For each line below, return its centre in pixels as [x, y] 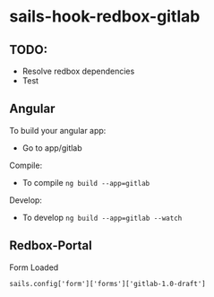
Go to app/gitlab [52, 148]
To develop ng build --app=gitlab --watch [102, 217]
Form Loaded [34, 267]
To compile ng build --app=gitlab [86, 182]
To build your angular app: [58, 130]
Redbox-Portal [51, 245]
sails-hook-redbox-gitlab [105, 17]
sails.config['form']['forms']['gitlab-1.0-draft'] [107, 284]
